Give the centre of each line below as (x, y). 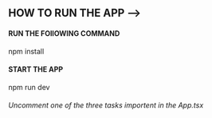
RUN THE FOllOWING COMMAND (64, 33)
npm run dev (29, 87)
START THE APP (36, 69)
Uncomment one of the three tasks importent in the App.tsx (106, 105)
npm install (26, 51)
